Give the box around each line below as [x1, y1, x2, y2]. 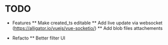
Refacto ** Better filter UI [12, 35, 66, 41]
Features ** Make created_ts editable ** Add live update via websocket [12, 20, 163, 26]
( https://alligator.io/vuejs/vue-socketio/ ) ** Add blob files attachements [12, 25, 163, 31]
